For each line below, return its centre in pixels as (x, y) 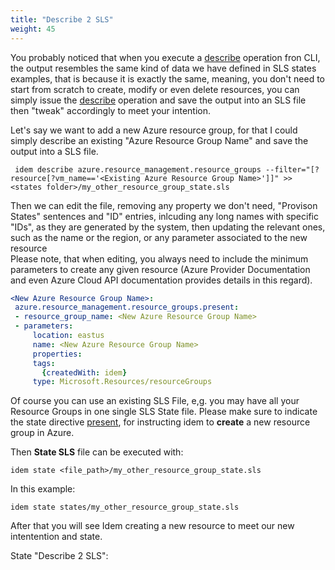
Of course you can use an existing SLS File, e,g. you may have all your (155, 401)
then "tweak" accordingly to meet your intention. (110, 110)
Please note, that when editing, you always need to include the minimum (159, 258)
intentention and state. (56, 537)
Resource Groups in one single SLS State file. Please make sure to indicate (164, 412)
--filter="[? (292, 169)
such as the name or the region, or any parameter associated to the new (159, 237)
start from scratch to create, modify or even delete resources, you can (155, 89)
